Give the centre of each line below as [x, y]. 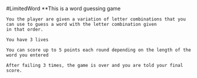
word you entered [27, 55]
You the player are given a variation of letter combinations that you [96, 19]
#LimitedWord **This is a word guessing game [63, 9]
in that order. [25, 29]
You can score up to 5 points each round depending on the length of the [99, 50]
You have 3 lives [27, 40]
